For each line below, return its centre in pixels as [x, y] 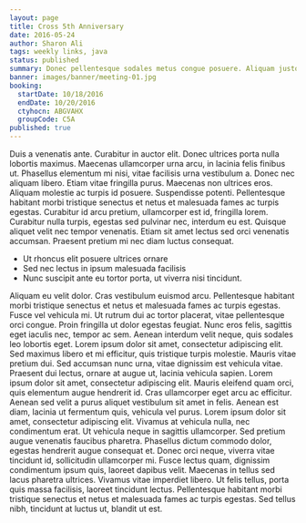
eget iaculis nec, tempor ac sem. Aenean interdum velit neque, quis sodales [152, 334]
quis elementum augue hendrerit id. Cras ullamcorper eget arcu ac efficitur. [151, 392]
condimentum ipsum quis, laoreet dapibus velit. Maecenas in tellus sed [143, 470]
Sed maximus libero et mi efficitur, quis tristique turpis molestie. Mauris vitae [153, 354]
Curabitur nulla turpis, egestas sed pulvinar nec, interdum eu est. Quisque [148, 221]
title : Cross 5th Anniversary [67, 26]
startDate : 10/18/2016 [61, 94]
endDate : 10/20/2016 [56, 103]
